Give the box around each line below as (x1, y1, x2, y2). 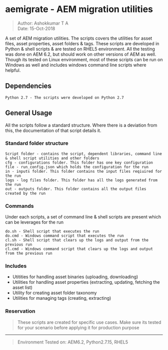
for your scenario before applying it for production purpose (17, 324, 139, 330)
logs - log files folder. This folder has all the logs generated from (5, 177, 157, 183)
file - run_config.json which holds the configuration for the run (5, 164, 149, 169)
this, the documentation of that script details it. (5, 127, 101, 134)
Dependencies (5, 82, 51, 90)
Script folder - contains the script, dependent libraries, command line (5, 151, 162, 156)
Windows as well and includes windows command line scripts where (5, 62, 146, 68)
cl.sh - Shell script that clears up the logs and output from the (5, 238, 149, 243)
